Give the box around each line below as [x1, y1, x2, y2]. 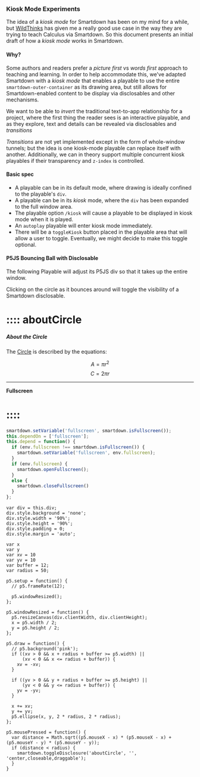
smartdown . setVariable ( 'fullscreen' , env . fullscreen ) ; [17, 450, 156, 456]
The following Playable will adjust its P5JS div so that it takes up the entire [6, 268, 188, 275]
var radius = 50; [6, 568, 49, 574]
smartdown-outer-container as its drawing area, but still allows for [6, 83, 167, 91]
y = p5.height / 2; [11, 625, 60, 631]
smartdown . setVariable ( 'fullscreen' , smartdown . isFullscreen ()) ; [6, 428, 171, 434]
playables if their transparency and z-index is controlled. [6, 157, 145, 164]
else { [11, 478, 28, 484]
